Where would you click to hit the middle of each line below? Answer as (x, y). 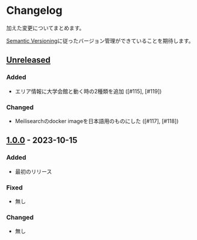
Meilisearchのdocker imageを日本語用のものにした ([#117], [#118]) (97, 121)
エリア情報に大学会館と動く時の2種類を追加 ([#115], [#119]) (88, 91)
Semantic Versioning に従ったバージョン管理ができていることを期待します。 (100, 40)
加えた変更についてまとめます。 (45, 28)
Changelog (34, 11)
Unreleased (29, 60)
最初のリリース (33, 171)
